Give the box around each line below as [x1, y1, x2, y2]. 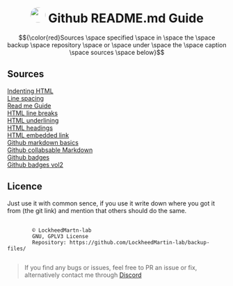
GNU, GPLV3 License [32, 233, 89, 239]
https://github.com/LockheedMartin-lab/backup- [69, 239, 210, 246]
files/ [7, 245, 26, 252]
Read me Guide [7, 101, 51, 110]
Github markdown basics [7, 138, 79, 146]
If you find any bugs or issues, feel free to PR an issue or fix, [24, 263, 198, 271]
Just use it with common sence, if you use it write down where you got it [7, 199, 216, 208]
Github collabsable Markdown [7, 146, 93, 154]
